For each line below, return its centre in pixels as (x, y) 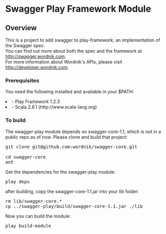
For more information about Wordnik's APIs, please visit (64, 62)
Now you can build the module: (38, 216)
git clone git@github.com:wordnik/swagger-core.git (72, 147)
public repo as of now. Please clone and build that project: (66, 137)
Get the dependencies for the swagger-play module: (61, 172)
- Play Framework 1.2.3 (36, 102)
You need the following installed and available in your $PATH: (70, 92)
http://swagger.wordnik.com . (36, 56)
